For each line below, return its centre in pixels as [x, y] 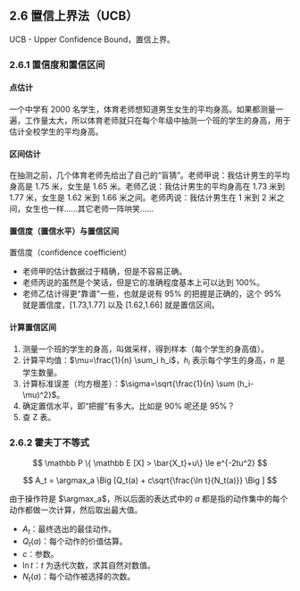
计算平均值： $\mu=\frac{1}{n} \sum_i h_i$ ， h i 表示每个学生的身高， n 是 [154, 361]
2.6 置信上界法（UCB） [74, 16]
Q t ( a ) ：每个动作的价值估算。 [75, 542]
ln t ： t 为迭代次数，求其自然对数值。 [88, 565]
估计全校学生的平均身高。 [56, 131]
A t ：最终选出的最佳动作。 [69, 530]
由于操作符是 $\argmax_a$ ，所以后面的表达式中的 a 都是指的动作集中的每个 [149, 498]
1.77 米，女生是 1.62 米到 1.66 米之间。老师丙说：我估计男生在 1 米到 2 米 [143, 198]
